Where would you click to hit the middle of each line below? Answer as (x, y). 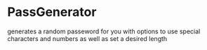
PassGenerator (52, 12)
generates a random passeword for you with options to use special (104, 31)
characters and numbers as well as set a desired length (87, 38)
